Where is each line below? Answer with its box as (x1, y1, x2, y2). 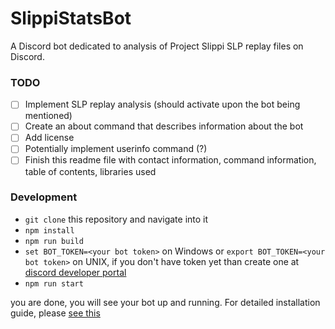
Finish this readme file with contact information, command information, (24, 154, 317, 166)
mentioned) (24, 110, 73, 122)
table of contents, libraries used (24, 165, 157, 177)
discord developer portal (24, 266, 127, 278)
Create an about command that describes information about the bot (24, 120, 304, 132)
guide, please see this (10, 307, 101, 319)
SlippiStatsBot (10, 7, 132, 30)
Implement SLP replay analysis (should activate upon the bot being (24, 98, 301, 111)
